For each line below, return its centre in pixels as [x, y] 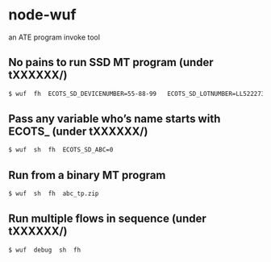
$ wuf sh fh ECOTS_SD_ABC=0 [61, 150]
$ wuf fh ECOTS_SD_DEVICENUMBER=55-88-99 [83, 94]
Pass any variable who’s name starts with [115, 119]
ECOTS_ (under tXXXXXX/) [78, 132]
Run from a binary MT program [87, 175]
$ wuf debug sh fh [45, 250]
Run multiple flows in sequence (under [108, 219]
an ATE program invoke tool [54, 37]
